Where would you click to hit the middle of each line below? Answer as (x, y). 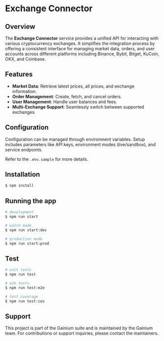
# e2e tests (17, 283)
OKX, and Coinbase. (25, 59)
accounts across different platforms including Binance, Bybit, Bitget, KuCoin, (82, 54)
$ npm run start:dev (26, 230)
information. (24, 91)
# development (20, 212)
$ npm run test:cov (25, 301)
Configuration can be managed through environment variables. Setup (75, 139)
